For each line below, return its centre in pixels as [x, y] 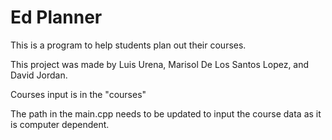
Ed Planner [56, 17]
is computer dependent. [60, 124]
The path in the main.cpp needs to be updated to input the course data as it [166, 113]
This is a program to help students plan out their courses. [128, 45]
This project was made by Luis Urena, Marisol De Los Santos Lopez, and [160, 64]
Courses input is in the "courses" [78, 94]
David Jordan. [39, 75]
